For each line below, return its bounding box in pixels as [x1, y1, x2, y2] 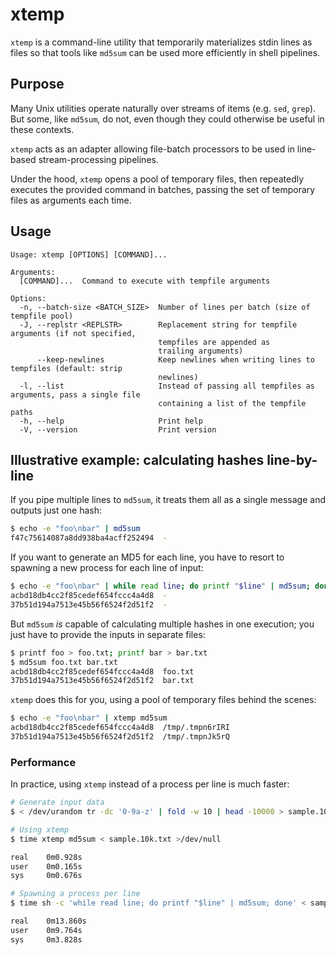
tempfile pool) [10, 311, 74, 321]
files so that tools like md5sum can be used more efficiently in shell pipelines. [10, 46, 321, 58]
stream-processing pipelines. [38, 153, 159, 165]
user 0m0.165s [10, 861, 83, 872]
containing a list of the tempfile [158, 398, 307, 408]
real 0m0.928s [10, 852, 83, 862]
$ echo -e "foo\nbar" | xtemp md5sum [10, 713, 168, 723]
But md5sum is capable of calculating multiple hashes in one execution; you [10, 618, 315, 630]
